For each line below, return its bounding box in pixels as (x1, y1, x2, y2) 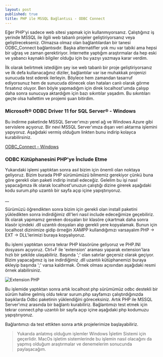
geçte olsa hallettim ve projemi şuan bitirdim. (5, 96, 95, 102)
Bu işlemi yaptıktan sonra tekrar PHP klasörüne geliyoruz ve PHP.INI (5, 241, 141, 247)
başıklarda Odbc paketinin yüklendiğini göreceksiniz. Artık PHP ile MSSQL (5, 296, 153, 302)
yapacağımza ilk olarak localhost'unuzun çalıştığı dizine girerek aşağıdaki (5, 182, 151, 188)
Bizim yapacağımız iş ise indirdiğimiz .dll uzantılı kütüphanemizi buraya (5, 257, 147, 263)
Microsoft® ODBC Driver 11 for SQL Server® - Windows (5, 108, 136, 115)
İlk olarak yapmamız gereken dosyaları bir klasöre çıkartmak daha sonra (5, 217, 149, 222)
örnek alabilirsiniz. (5, 267, 42, 273)
